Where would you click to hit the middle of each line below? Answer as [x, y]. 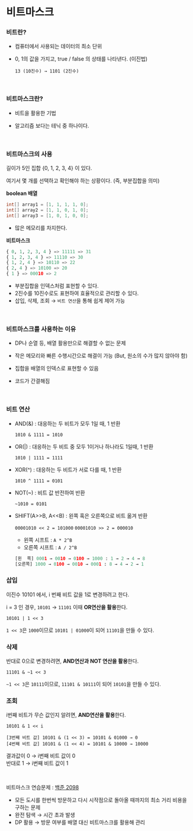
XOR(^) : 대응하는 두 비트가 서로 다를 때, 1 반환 [68, 470]
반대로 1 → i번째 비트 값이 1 [37, 763]
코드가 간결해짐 [32, 381]
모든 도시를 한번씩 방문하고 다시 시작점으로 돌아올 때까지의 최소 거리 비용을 [101, 800]
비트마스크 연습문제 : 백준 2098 [43, 788]
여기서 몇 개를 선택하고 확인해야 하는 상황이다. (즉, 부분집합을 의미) [83, 181]
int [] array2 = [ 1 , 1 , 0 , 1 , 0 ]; [47, 210]
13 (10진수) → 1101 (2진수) [47, 71]
